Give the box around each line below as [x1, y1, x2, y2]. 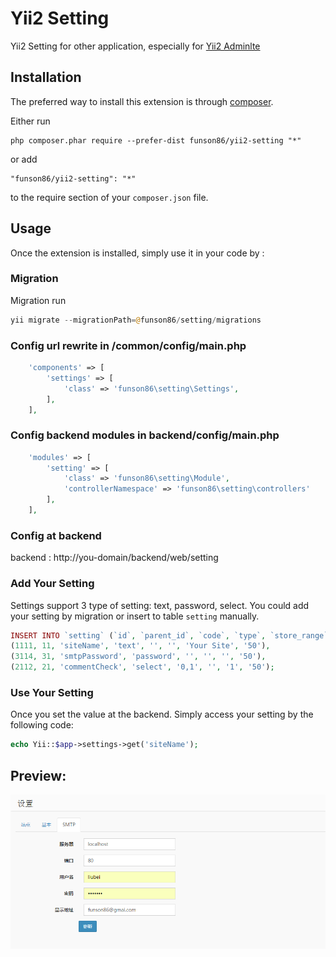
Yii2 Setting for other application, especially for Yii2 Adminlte [10, 40, 261, 52]
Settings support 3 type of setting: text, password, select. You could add [10, 599, 310, 611]
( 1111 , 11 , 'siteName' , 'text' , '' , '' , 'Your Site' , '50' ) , [10, 641, 271, 651]
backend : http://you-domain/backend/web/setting [10, 552, 219, 564]
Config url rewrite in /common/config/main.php [10, 338, 247, 352]
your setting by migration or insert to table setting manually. [10, 610, 260, 622]
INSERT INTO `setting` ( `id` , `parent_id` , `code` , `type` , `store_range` [10, 630, 329, 641]
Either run [10, 115, 51, 127]
